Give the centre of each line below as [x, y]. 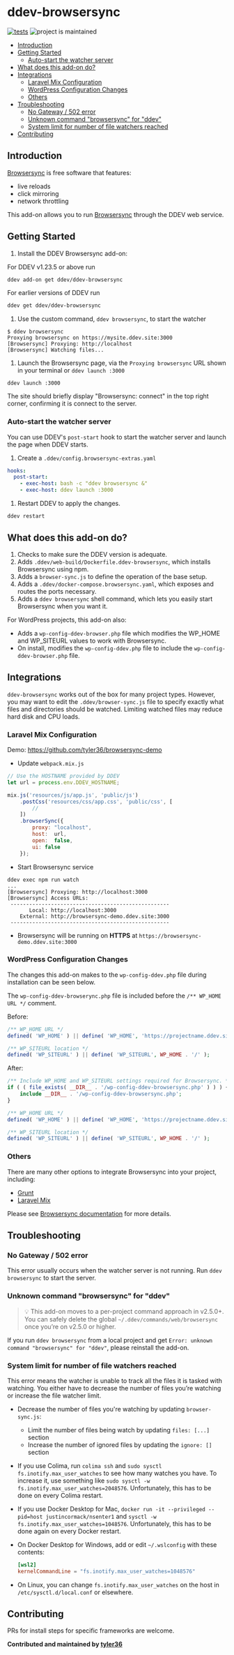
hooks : [17, 471]
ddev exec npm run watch [43, 880]
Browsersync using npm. [53, 569]
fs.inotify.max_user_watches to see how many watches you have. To [117, 1473]
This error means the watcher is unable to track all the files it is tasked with [115, 1380]
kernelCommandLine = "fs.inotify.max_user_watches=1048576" [106, 1571]
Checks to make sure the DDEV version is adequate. [92, 554]
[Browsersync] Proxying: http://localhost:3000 [78, 892]
